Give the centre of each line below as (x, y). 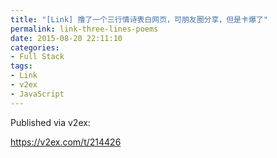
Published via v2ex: (50, 122)
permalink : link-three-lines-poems (84, 29)
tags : (21, 66)
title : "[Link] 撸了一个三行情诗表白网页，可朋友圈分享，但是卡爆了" (139, 19)
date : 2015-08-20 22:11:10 (66, 38)
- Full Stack (37, 57)
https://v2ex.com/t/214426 (66, 142)
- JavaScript (37, 94)
